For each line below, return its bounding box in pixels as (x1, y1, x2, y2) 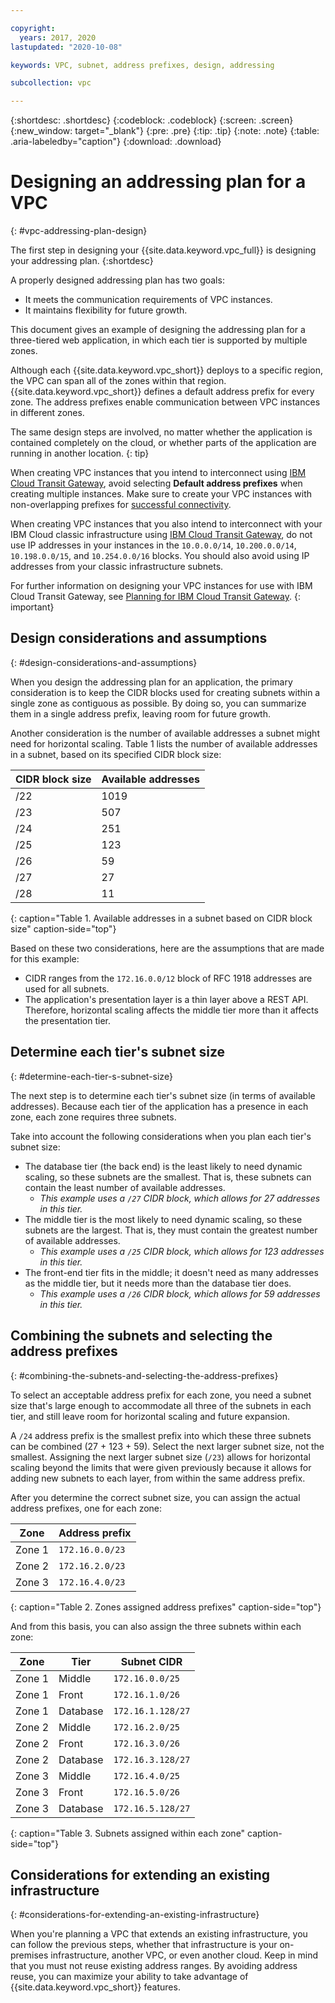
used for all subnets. (24, 982, 110, 995)
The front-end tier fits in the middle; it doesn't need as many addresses (24, 1266, 319, 1278)
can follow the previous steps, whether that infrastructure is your (10, 1939, 278, 1951)
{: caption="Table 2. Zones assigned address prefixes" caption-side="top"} (10, 1601, 322, 1613)
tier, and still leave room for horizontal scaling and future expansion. (10, 1410, 291, 1422)
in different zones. (10, 407, 85, 419)
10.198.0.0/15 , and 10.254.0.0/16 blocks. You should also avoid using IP (10, 550, 310, 562)
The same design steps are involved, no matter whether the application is (10, 426, 313, 438)
